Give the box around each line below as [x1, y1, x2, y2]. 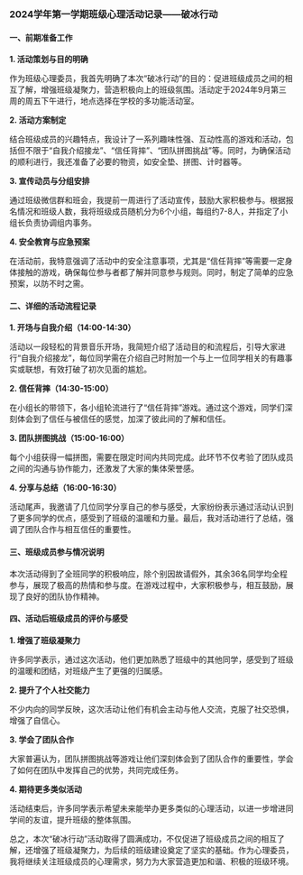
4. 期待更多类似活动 [9, 783, 83, 795]
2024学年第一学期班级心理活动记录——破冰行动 [9, 7, 218, 20]
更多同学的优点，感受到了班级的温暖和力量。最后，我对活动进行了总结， [16, 512, 286, 524]
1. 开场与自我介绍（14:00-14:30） [9, 322, 136, 333]
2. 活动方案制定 [9, 115, 67, 125]
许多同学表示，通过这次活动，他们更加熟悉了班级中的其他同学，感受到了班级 [9, 654, 294, 665]
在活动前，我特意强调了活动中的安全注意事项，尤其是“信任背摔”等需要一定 [9, 255, 286, 267]
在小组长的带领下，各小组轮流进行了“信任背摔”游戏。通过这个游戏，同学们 [9, 402, 286, 413]
